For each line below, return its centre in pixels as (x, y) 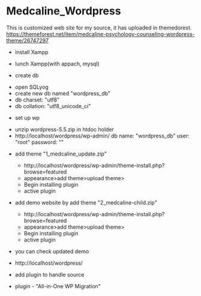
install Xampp (32, 52)
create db (27, 75)
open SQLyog (32, 87)
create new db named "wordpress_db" (63, 93)
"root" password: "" (39, 142)
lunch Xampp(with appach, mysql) (57, 64)
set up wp (27, 118)
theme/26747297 (28, 40)
